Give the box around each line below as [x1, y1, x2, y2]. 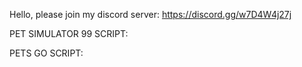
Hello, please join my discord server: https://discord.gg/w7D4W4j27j [9, 9, 292, 20]
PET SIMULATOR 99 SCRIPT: [9, 28, 129, 39]
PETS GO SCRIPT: [9, 47, 84, 59]
